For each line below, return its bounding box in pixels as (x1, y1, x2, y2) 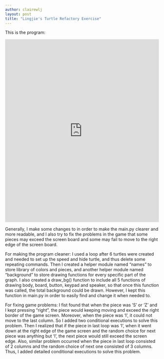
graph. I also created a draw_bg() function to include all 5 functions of (5, 277, 145, 283)
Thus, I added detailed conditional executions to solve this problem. (5, 349, 141, 355)
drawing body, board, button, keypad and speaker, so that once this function (5, 282, 159, 288)
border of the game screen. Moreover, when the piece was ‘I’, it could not (5, 313, 153, 319)
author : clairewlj (5, 7, 42, 12)
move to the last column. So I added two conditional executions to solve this (5, 318, 158, 323)
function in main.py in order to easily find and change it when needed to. (5, 293, 151, 299)
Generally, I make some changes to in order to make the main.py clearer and (5, 226, 159, 232)
